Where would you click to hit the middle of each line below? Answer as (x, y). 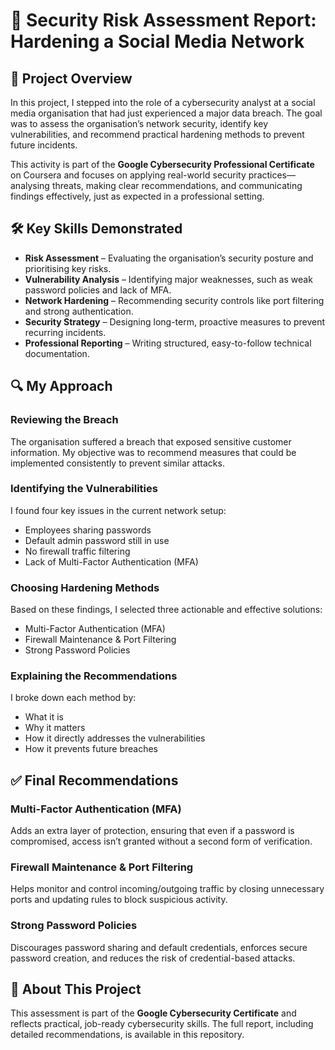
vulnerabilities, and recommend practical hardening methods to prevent (157, 134)
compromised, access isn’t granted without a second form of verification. (161, 841)
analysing (30, 185)
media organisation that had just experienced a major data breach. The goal (166, 113)
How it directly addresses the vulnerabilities (115, 738)
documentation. (57, 353)
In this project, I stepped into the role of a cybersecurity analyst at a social (163, 102)
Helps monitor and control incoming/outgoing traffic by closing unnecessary (167, 889)
